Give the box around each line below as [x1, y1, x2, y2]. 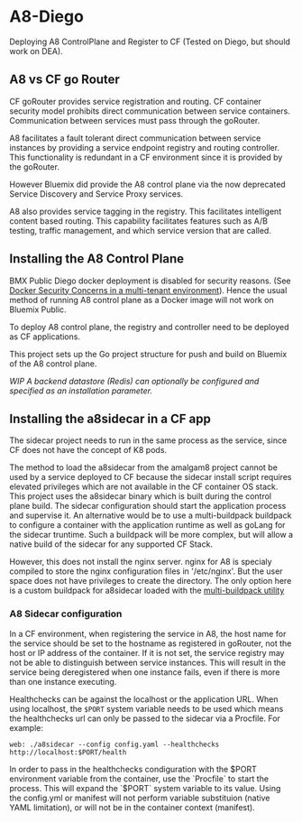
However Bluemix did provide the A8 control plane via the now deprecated [9, 179, 286, 189]
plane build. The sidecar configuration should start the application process [9, 501, 287, 512]
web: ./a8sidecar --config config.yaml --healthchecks [9, 740, 220, 749]
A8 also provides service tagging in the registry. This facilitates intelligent [9, 206, 282, 217]
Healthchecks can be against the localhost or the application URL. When [9, 693, 279, 705]
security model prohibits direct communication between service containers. [9, 106, 290, 116]
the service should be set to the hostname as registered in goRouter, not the [9, 638, 292, 649]
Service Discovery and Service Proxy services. [9, 188, 184, 199]
